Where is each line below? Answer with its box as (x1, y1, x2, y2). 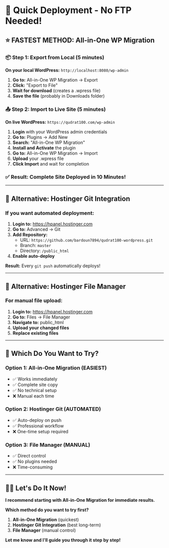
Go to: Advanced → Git (12, 226, 61, 232)
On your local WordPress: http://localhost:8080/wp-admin (5, 67, 129, 73)
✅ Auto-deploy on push (12, 417, 62, 423)
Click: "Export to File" (12, 82, 58, 88)
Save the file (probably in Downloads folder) (12, 93, 105, 99)
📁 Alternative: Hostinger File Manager (5, 282, 126, 291)
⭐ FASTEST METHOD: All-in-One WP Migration (5, 36, 155, 44)
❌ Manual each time (12, 393, 54, 399)
